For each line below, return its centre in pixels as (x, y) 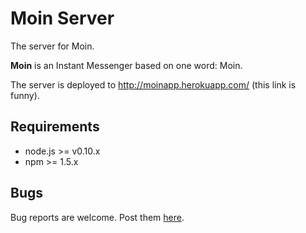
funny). (25, 95)
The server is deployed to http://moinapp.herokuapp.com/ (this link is (153, 84)
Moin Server (62, 18)
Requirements (55, 127)
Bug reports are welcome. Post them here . (97, 217)
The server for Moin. (52, 46)
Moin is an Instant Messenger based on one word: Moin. (126, 65)
